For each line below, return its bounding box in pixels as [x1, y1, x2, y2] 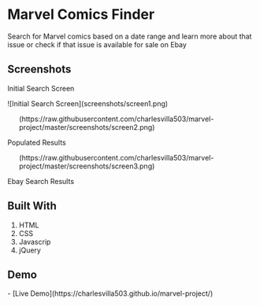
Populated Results [7, 138, 66, 147]
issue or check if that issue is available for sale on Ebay [7, 39, 187, 49]
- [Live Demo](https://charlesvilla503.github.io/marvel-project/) [7, 289, 214, 298]
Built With [7, 199, 57, 213]
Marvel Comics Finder [7, 6, 155, 24]
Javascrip [18, 237, 51, 246]
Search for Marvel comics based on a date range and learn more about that [7, 31, 252, 41]
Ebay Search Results [7, 176, 75, 186]
